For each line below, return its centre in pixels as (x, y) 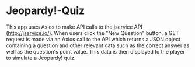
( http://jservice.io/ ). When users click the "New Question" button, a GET (93, 33)
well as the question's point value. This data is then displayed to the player (95, 51)
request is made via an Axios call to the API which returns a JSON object (93, 39)
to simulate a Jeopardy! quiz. (41, 58)
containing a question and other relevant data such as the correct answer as (98, 45)
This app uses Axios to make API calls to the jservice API (74, 27)
